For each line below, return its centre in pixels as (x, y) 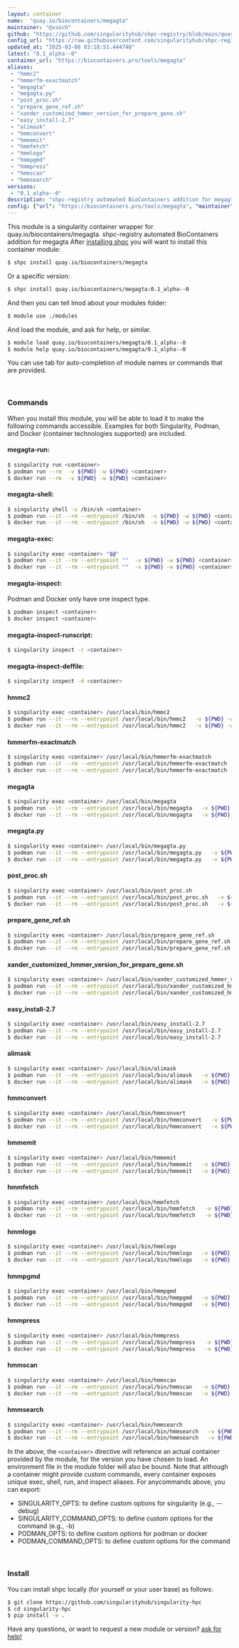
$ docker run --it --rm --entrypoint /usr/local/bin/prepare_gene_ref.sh (119, 948)
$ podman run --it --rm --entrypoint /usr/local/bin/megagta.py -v (113, 853)
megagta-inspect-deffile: (46, 666)
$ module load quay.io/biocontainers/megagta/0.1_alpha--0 (97, 342)
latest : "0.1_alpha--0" (43, 54)
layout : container (34, 14)
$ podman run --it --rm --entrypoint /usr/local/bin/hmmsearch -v (111, 1431)
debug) (28, 1511)
